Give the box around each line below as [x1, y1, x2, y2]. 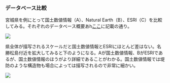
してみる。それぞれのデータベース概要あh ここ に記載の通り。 [5, 23, 132, 29]
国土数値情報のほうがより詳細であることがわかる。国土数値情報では [18, 56, 161, 62]
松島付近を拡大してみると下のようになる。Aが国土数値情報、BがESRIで [9, 50, 159, 56]
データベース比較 [5, 4, 47, 11]
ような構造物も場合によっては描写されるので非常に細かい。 [14, 62, 139, 69]
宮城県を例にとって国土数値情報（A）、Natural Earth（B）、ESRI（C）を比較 [5, 17, 162, 23]
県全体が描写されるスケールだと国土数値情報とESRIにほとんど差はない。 [5, 44, 157, 50]
